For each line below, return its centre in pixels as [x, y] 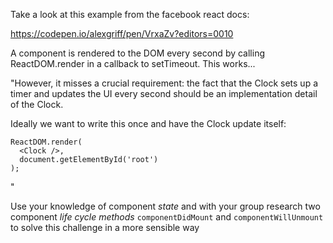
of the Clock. [37, 104]
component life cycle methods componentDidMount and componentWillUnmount [167, 217]
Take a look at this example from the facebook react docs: [130, 14]
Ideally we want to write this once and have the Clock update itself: [148, 123]
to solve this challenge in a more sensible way [105, 227]
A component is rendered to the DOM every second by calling [138, 53]
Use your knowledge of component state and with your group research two [165, 206]
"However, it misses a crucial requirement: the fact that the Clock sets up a [164, 83]
